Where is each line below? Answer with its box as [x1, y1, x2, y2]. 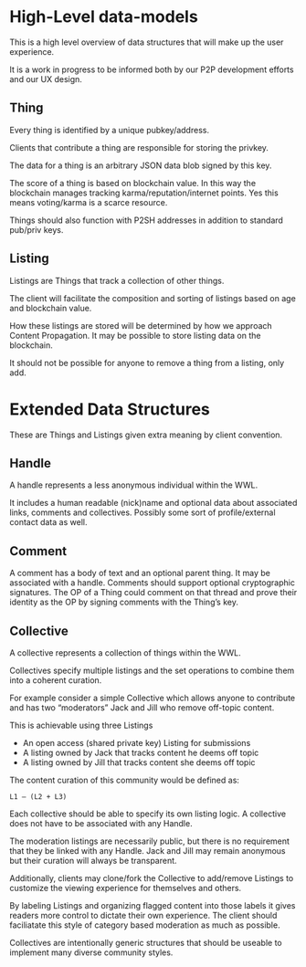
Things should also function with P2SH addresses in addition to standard [9, 215, 283, 226]
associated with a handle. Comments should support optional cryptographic [9, 577, 295, 588]
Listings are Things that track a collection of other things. [9, 275, 225, 286]
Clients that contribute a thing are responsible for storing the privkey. [9, 142, 269, 152]
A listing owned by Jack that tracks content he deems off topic [22, 747, 259, 758]
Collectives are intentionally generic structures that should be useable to [9, 937, 283, 948]
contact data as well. [9, 517, 88, 528]
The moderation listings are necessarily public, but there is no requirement [9, 836, 290, 846]
